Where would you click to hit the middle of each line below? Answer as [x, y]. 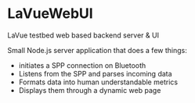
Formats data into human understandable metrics [98, 82]
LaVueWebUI [50, 14]
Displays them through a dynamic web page [90, 90]
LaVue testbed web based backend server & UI [83, 35]
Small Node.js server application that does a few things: [97, 50]
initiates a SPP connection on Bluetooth [82, 65]
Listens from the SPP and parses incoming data [96, 73]
